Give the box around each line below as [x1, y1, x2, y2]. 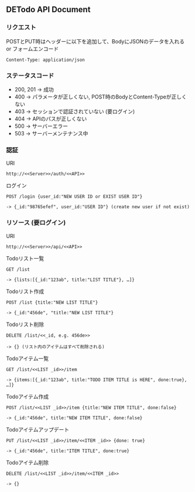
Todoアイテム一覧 [6, 355, 49, 362]
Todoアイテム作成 [6, 393, 49, 400]
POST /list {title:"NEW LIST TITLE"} [6, 299, 98, 306]
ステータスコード [6, 72, 54, 80]
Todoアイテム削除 [6, 459, 49, 466]
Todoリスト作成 [6, 287, 45, 295]
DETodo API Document [6, 5, 91, 15]
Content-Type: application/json [6, 57, 85, 63]
